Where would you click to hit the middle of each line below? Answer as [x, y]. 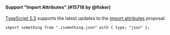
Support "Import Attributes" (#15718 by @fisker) [58, 7]
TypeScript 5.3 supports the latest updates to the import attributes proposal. [86, 18]
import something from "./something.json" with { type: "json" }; [78, 28]
